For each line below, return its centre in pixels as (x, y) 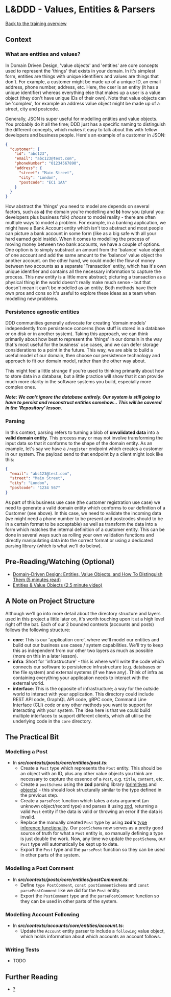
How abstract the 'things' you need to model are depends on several (77, 206)
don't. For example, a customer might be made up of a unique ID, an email (83, 82)
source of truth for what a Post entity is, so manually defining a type (92, 833)
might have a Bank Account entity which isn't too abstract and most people (84, 228)
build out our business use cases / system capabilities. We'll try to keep (88, 645)
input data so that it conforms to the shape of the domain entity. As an (79, 443)
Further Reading (32, 977)
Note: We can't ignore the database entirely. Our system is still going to (83, 397)
